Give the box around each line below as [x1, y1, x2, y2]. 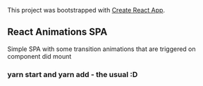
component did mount [7, 52, 72, 60]
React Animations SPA [7, 26, 108, 38]
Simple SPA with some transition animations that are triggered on [7, 45, 196, 53]
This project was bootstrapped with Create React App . [7, 6, 166, 14]
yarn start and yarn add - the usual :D [7, 69, 138, 79]
